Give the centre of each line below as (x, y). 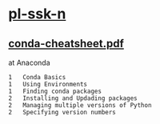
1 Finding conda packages (55, 91)
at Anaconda (29, 62)
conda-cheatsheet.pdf (66, 44)
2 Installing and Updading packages (73, 98)
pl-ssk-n (37, 14)
